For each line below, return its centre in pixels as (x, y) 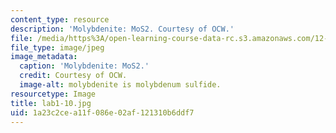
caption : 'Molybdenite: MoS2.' (84, 66)
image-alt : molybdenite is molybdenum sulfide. (120, 85)
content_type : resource (60, 19)
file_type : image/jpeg (57, 47)
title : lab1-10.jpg (51, 103)
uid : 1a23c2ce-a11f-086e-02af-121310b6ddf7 (102, 112)
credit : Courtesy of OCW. (73, 76)
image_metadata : (44, 57)
